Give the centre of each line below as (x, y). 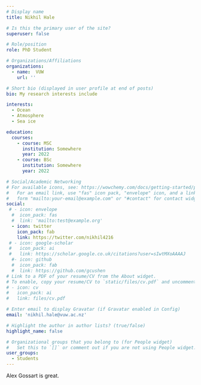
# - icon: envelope (33, 210)
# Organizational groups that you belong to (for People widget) (89, 342)
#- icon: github (32, 260)
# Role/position (26, 45)
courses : (22, 137)
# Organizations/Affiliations (44, 61)
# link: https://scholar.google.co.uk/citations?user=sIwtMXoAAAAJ (97, 254)
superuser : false (28, 33)
